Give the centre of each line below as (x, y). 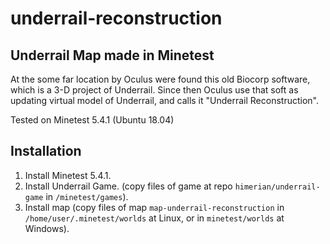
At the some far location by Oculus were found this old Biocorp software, (160, 79)
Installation (46, 151)
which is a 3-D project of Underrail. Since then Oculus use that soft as (154, 90)
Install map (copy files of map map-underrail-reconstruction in (154, 207)
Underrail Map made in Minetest (112, 55)
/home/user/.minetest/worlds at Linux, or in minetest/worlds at (154, 218)
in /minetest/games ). (87, 196)
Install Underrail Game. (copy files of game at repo (128, 186)
